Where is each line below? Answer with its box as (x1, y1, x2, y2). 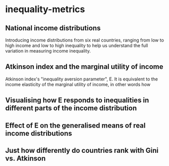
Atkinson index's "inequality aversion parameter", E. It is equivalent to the (5, 76, 158, 82)
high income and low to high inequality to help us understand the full (5, 43, 148, 49)
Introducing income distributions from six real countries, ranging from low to (5, 37, 164, 43)
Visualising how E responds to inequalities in (5, 96, 149, 105)
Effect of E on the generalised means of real (5, 121, 146, 130)
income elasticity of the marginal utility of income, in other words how (5, 81, 151, 87)
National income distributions (5, 24, 101, 32)
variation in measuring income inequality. (5, 48, 91, 54)
